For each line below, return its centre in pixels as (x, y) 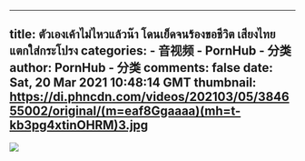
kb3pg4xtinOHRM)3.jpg (79, 125)
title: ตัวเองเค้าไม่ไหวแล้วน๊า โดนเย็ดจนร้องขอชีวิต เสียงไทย (143, 34)
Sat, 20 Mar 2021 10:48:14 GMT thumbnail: (133, 83)
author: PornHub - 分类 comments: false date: (142, 68)
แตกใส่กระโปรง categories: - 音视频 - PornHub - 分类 (151, 51)
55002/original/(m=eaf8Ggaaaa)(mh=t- (125, 111)
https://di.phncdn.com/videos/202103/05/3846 (149, 97)
